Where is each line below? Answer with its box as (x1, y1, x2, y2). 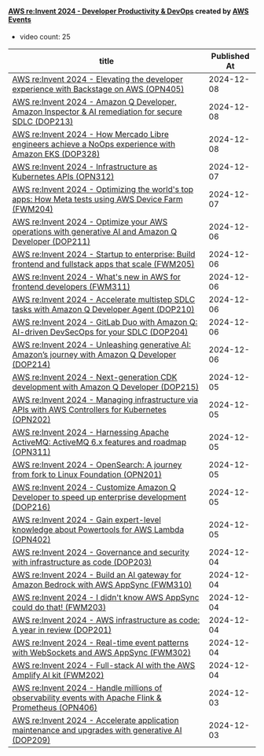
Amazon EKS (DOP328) (12, 149, 101, 160)
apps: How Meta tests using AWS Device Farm (12, 194, 183, 205)
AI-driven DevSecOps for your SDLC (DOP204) (12, 326, 189, 337)
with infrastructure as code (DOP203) (12, 557, 152, 568)
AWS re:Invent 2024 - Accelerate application (12, 715, 179, 726)
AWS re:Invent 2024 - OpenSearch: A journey (12, 459, 182, 470)
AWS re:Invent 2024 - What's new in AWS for (12, 271, 181, 282)
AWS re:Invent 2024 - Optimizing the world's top (12, 184, 194, 195)
